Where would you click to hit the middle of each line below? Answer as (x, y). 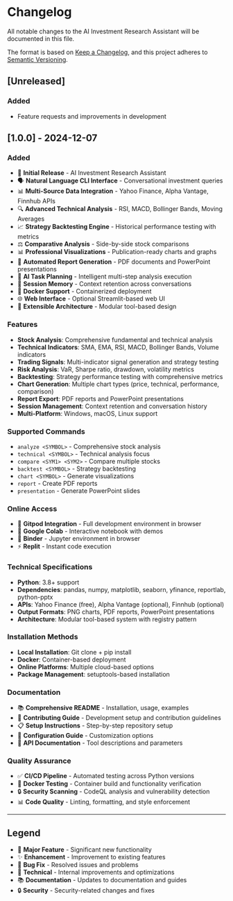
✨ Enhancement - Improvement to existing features (91, 857)
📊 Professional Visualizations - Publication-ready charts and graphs (117, 252)
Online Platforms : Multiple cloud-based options (86, 666)
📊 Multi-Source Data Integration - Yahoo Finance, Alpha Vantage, (113, 191)
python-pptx (35, 597)
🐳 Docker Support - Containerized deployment (84, 292)
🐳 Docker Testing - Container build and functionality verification (109, 784)
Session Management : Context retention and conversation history (112, 406)
